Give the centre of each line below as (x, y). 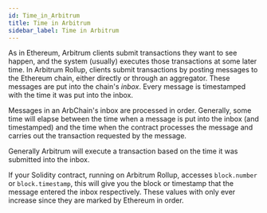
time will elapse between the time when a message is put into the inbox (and (133, 119)
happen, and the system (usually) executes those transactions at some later (133, 61)
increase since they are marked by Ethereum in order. (96, 200)
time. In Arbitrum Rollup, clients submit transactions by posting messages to (133, 70)
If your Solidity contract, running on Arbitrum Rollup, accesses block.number (133, 175)
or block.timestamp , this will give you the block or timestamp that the (121, 184)
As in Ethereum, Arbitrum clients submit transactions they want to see (123, 53)
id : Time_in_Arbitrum (44, 15)
